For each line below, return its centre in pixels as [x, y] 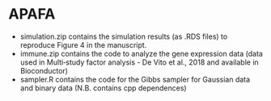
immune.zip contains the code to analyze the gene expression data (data [141, 53]
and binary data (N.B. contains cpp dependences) [104, 88]
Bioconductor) [44, 70]
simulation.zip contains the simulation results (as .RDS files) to [124, 36]
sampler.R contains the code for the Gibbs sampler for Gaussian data [135, 79]
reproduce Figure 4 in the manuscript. [83, 44]
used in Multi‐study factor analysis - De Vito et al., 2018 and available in [139, 62]
